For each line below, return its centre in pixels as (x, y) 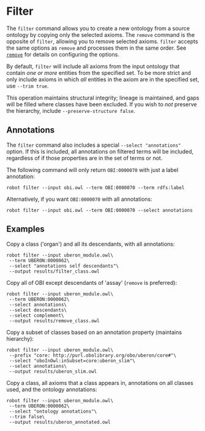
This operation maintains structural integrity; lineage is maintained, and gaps (103, 98)
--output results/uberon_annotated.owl (60, 422)
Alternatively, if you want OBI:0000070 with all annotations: (79, 199)
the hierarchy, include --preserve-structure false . (71, 111)
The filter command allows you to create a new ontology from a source (98, 28)
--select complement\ (36, 315)
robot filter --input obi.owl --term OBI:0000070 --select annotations (99, 210)
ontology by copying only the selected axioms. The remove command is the (101, 34)
